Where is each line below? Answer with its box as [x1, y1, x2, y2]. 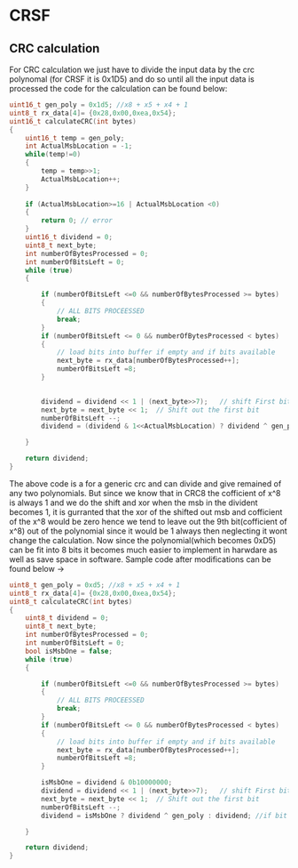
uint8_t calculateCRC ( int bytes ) [9, 597, 133, 606]
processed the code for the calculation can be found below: [9, 84, 228, 93]
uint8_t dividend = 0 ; [25, 614, 109, 623]
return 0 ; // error [41, 216, 114, 225]
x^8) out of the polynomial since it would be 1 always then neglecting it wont [9, 526, 288, 536]
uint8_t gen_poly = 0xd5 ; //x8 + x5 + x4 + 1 [9, 580, 180, 590]
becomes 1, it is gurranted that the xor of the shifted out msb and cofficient [9, 506, 283, 517]
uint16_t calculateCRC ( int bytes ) [9, 117, 137, 125]
